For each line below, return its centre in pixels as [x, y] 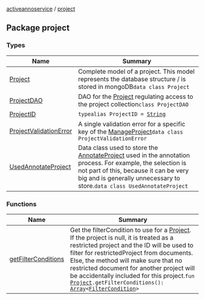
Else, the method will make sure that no [126, 260]
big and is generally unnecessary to [129, 178]
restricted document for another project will [132, 268]
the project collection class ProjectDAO [134, 104]
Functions [21, 204]
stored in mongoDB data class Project [134, 87]
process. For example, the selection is [132, 163]
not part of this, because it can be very [134, 170]
